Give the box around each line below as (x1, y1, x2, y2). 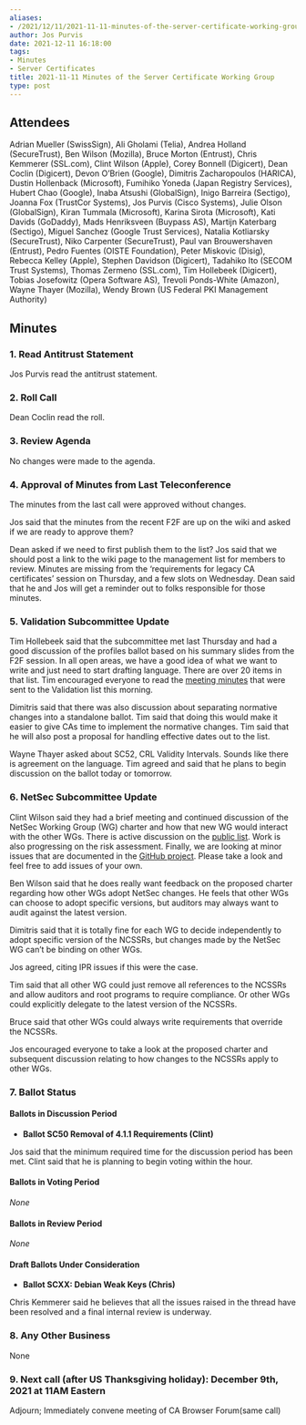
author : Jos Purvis (9, 30, 84, 39)
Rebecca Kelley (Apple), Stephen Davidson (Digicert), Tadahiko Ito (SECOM (9, 255, 293, 266)
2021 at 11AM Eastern (9, 1384, 107, 1397)
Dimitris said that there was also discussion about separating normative (9, 702, 278, 713)
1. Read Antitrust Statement (9, 347, 134, 360)
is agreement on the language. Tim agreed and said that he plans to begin (9, 759, 287, 769)
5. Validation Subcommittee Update (9, 614, 170, 627)
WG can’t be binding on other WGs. (9, 944, 143, 955)
